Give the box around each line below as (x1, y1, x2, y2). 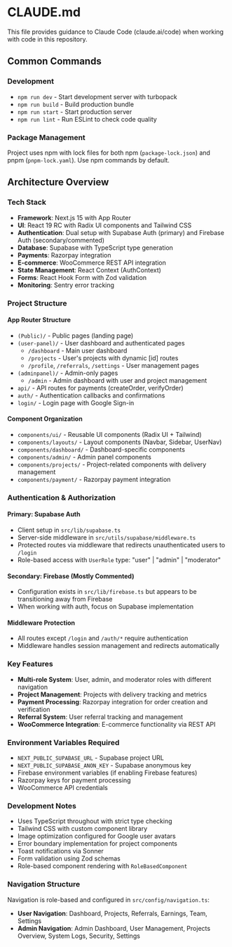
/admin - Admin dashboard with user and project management (27, 376, 207, 384)
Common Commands (7, 56, 102, 68)
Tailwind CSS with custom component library (17, 825, 148, 833)
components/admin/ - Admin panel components (17, 452, 152, 461)
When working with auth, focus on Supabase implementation (17, 602, 194, 611)
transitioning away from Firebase (17, 595, 113, 604)
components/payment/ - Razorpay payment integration (17, 475, 171, 483)
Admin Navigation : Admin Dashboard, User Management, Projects (17, 924, 211, 932)
